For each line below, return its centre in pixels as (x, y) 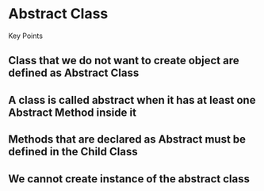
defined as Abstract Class (74, 73)
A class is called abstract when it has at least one (132, 100)
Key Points (26, 36)
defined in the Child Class (73, 152)
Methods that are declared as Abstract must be (127, 139)
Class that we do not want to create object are (124, 61)
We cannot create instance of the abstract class (129, 179)
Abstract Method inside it (73, 112)
